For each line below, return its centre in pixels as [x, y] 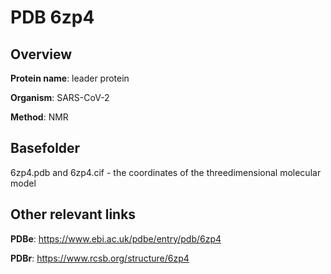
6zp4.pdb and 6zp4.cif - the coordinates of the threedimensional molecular [166, 172]
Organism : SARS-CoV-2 [60, 97]
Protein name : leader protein [70, 78]
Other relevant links [73, 214]
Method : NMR [39, 117]
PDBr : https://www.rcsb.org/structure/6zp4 [100, 258]
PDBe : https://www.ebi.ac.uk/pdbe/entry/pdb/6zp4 [116, 238]
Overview [41, 54]
